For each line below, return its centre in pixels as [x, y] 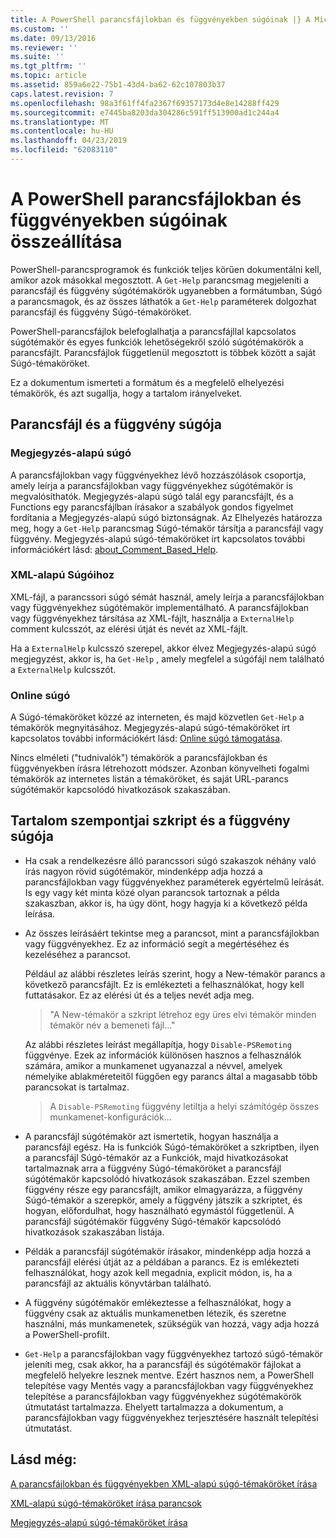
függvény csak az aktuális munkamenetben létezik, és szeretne [155, 1313]
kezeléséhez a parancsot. [77, 954]
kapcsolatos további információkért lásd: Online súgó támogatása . [146, 738]
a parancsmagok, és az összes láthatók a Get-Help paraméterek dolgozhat [163, 301]
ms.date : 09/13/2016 [53, 38]
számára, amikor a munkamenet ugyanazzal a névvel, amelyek [153, 1065]
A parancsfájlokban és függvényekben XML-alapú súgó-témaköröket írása [164, 1483]
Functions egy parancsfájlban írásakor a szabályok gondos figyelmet [152, 507]
